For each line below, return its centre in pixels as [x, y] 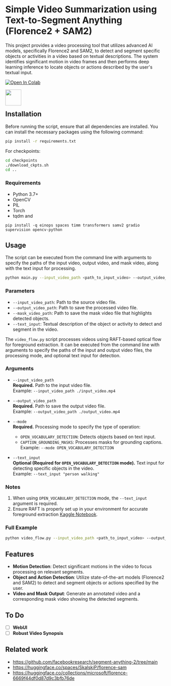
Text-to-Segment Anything [64, 20]
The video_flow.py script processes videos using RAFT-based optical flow [83, 339]
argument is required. [35, 504]
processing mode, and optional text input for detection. [63, 355]
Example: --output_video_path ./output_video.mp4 [66, 411]
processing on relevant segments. [48, 572]
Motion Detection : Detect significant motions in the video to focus [82, 566]
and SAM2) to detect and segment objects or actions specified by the [85, 583]
